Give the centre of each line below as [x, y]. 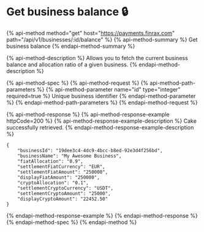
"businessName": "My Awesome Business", [70, 156]
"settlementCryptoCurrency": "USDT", [66, 188]
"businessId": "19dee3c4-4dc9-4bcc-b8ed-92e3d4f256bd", [90, 150]
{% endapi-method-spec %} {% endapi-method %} [72, 222]
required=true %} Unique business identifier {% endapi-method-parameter [101, 96]
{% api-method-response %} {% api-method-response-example [88, 114]
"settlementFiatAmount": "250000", [63, 172]
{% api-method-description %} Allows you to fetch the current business [97, 58]
